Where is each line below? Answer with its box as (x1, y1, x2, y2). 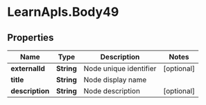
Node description (83, 86, 141, 95)
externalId (10, 64, 45, 73)
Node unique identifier (83, 64, 157, 73)
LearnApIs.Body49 (7, 4, 119, 20)
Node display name (83, 75, 147, 84)
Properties (7, 32, 54, 44)
